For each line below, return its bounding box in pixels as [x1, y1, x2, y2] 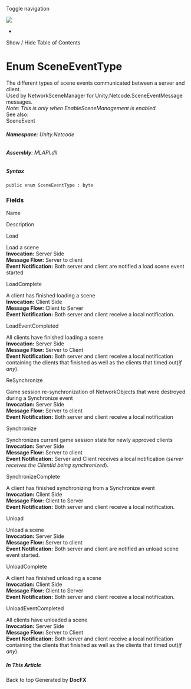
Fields [6, 196, 24, 204]
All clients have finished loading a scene [6, 334, 104, 341]
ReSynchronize [6, 377, 43, 384]
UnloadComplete [6, 563, 47, 571]
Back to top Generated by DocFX [6, 677, 87, 684]
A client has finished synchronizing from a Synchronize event [6, 485, 155, 492]
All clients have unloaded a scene [6, 616, 88, 624]
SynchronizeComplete [6, 473, 60, 480]
